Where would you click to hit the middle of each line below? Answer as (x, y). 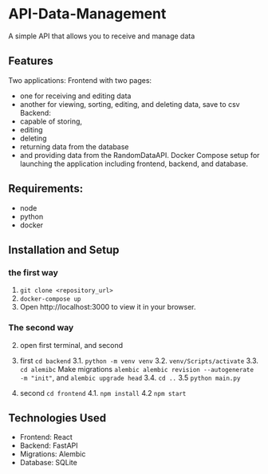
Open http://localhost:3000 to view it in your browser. (108, 307)
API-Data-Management (87, 14)
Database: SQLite (48, 463)
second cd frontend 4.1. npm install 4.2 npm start (103, 393)
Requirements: (46, 189)
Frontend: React (46, 437)
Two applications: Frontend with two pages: (80, 80)
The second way (41, 328)
